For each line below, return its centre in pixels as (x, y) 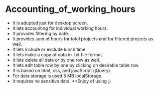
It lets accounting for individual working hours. (60, 28)
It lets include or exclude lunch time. (50, 49)
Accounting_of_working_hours (70, 9)
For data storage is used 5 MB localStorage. (57, 76)
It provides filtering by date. (41, 33)
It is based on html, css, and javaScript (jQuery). (62, 70)
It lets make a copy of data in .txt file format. (58, 54)
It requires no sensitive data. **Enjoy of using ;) (62, 81)
